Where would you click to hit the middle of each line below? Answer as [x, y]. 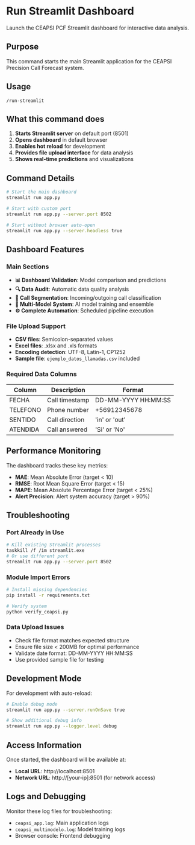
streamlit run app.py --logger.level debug [62, 726]
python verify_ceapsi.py [37, 612]
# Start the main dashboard [42, 192]
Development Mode [44, 679]
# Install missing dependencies [47, 590]
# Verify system [26, 606]
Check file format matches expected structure [72, 640]
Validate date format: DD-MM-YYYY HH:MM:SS [74, 653]
